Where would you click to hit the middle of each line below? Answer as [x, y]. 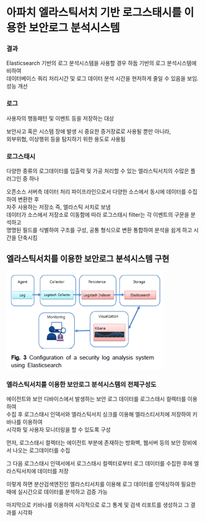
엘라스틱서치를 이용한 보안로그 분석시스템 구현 [88, 259]
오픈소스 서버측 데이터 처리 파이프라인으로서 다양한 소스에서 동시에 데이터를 [96, 192]
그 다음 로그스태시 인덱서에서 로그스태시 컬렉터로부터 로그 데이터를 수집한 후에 [99, 464]
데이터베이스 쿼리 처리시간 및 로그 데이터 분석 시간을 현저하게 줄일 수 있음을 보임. [102, 79]
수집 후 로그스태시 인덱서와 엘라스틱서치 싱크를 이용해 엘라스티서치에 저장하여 [99, 415]
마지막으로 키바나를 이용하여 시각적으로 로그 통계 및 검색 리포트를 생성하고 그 [98, 505]
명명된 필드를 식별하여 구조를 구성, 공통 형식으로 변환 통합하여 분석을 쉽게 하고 [99, 230]
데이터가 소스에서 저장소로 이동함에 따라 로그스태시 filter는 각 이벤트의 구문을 [98, 215]
